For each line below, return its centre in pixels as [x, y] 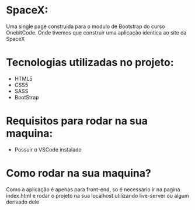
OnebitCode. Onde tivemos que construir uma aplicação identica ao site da [96, 32]
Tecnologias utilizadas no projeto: [90, 63]
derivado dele [23, 202]
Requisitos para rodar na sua [77, 121]
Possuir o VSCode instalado [48, 149]
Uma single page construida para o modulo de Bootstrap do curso [86, 26]
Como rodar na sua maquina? [79, 173]
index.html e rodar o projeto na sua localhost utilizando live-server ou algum [98, 195]
